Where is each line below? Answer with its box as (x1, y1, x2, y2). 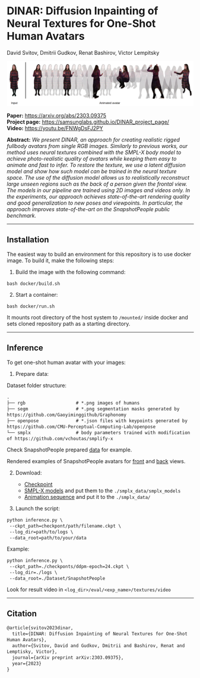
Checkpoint (24, 481, 53, 488)
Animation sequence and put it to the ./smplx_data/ (24, 493, 151, 500)
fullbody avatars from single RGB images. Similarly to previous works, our (7, 143, 188, 150)
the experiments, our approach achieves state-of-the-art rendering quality (7, 193, 190, 200)
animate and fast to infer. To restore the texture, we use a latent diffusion (7, 162, 186, 169)
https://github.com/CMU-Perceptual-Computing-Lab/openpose (7, 423, 156, 429)
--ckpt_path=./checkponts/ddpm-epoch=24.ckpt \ (9, 563, 129, 569)
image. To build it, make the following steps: (7, 257, 115, 264)
